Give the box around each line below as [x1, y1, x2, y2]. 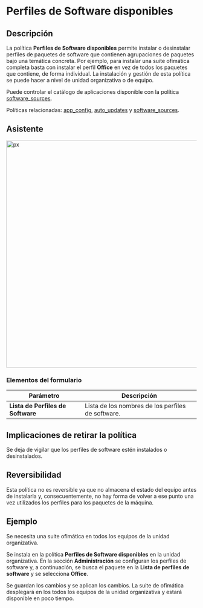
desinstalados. [6, 452, 43, 460]
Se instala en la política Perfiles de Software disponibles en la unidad [6, 550, 181, 558]
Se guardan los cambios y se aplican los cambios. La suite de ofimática [6, 581, 184, 589]
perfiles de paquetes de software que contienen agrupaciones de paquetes [6, 51, 195, 58]
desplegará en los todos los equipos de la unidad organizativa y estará [6, 588, 182, 595]
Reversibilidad [6, 470, 62, 480]
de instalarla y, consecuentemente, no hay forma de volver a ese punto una [6, 492, 195, 500]
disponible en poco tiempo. [6, 595, 74, 602]
